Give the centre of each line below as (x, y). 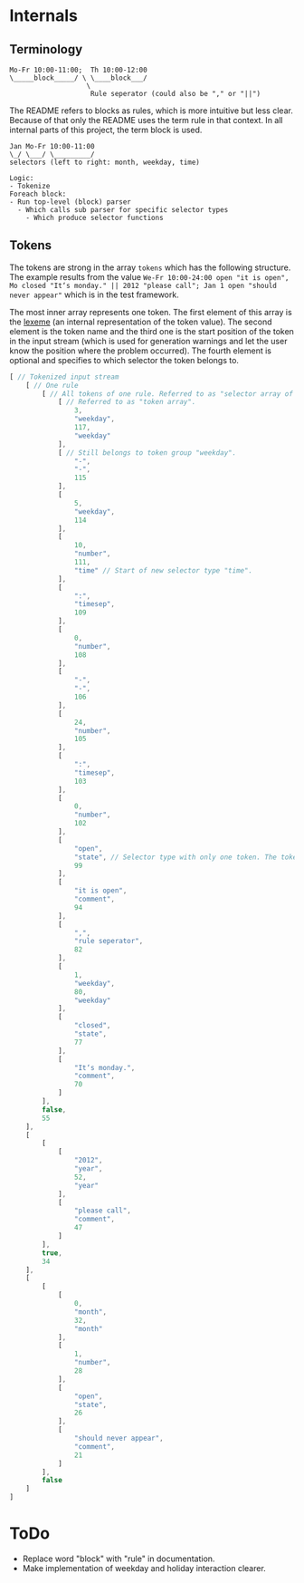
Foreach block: (38, 194)
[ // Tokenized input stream (64, 377)
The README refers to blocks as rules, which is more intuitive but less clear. (152, 111)
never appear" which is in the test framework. (94, 294)
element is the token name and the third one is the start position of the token (152, 331)
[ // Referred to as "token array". (127, 402)
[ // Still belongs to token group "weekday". (147, 453)
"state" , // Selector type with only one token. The (176, 857)
